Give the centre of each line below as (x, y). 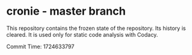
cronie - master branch (66, 11)
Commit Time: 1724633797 (40, 46)
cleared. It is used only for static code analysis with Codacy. (82, 34)
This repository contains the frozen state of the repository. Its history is (96, 28)
